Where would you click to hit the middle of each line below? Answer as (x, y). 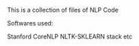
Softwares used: (30, 23)
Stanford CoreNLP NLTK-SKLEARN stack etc (70, 36)
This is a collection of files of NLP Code (63, 10)
